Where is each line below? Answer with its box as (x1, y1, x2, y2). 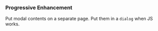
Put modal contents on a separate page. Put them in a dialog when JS (5, 16, 153, 22)
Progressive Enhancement (5, 4, 73, 11)
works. (5, 21, 20, 27)
